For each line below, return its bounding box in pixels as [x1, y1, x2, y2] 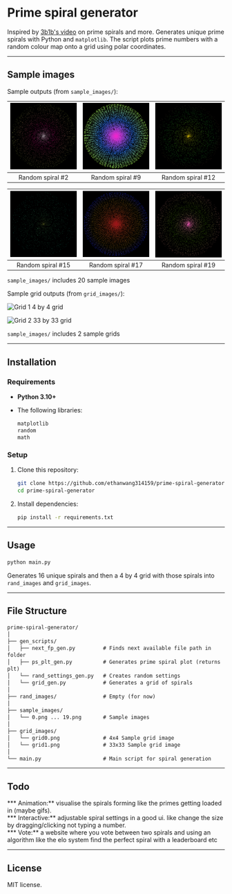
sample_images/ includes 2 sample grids [7, 330, 120, 338]
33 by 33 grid [33, 316, 72, 325]
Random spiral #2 [18, 173, 69, 181]
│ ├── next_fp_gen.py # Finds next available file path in [7, 645, 212, 652]
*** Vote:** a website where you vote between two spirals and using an [7, 828, 211, 837]
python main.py [7, 558, 51, 566]
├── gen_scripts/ [7, 638, 57, 645]
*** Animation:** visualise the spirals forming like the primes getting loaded [7, 799, 222, 808]
